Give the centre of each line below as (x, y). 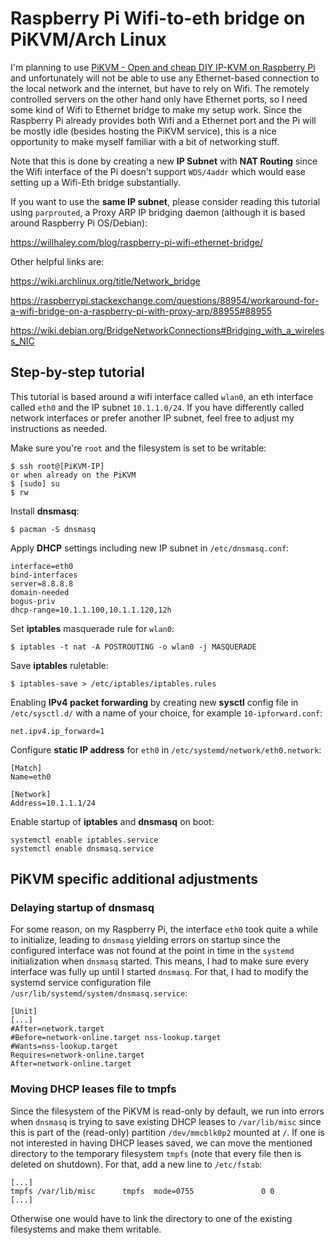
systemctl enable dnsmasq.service (82, 848)
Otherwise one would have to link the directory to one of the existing (151, 1218)
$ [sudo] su (35, 483)
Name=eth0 (31, 777)
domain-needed (40, 592)
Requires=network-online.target (77, 1055)
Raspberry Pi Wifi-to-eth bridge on (158, 18)
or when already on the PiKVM (73, 475)
